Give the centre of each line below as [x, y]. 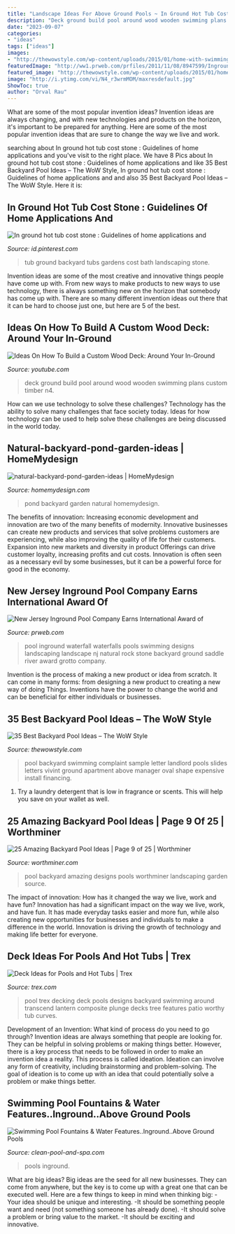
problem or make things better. [52, 1081]
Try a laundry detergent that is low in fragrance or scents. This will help [120, 792]
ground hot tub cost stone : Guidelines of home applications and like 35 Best [117, 163]
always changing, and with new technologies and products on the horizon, [114, 119]
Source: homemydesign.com [49, 490]
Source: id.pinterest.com [43, 248]
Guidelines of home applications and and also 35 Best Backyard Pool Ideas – [117, 178]
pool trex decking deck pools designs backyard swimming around [119, 1000]
